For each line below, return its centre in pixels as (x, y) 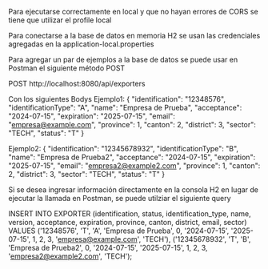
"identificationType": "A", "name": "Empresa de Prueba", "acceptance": (125, 108)
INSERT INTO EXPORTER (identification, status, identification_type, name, (130, 214)
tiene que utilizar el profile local (60, 20)
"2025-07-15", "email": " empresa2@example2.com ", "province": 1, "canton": (134, 166)
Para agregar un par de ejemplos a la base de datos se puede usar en (123, 60)
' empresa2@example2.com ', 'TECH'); (70, 256)
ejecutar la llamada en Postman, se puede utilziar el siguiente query (120, 198)
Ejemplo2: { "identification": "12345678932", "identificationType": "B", (123, 149)
